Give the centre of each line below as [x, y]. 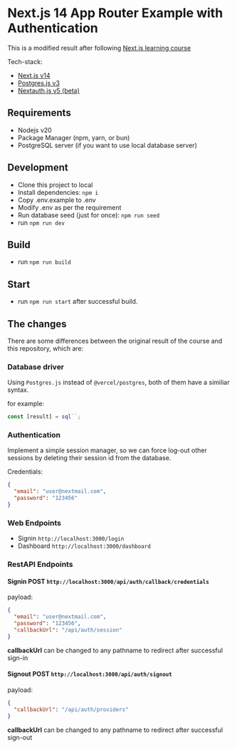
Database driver [36, 366]
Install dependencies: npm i [58, 192]
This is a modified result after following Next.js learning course [99, 48]
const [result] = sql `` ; [44, 417]
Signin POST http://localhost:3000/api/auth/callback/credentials [109, 581]
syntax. [18, 390]
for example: [26, 404]
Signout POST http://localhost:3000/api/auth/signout [90, 674]
